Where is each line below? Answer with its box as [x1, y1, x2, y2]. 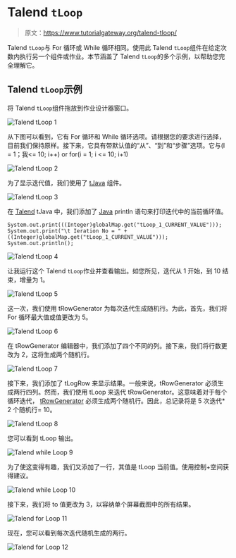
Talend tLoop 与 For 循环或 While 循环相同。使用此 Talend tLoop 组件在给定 [7, 43, 221, 51]
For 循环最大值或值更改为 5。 [7, 313, 92, 321]
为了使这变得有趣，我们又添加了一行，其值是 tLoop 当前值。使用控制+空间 [7, 462, 223, 471]
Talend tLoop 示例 [7, 84, 82, 96]
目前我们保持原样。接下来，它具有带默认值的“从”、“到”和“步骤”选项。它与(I [7, 141, 225, 149]
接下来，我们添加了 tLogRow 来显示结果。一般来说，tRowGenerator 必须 [7, 378, 218, 387]
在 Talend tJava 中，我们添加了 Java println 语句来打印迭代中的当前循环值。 [7, 207, 228, 216]
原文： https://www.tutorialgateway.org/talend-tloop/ [24, 28, 178, 37]
